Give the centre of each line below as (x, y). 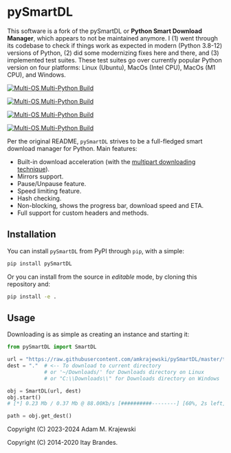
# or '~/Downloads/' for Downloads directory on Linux (124, 372)
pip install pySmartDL (40, 264)
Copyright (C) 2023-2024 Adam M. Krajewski (71, 429)
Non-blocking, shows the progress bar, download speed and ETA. (110, 205)
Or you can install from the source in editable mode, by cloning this (102, 277)
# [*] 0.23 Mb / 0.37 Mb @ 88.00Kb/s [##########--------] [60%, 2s (107, 404)
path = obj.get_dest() (40, 416)
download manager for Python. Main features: (72, 148)
